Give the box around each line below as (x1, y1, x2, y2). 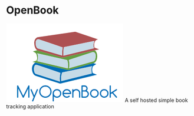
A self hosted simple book (124, 97, 188, 104)
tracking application (6, 102, 54, 110)
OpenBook (6, 4, 59, 17)
